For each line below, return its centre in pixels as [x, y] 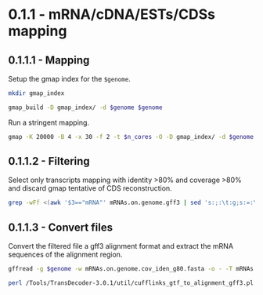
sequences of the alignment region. [65, 255]
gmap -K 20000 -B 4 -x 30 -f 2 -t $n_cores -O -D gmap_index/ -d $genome [131, 137]
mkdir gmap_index [36, 93]
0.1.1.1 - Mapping [49, 60]
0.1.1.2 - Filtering [49, 161]
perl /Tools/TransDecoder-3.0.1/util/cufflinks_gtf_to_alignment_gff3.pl [131, 283]
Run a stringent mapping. [49, 122]
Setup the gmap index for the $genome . [69, 79]
